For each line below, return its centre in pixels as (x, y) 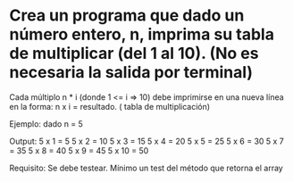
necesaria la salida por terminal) (131, 73)
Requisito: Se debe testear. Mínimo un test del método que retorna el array (146, 168)
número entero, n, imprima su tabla (142, 34)
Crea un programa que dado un (127, 16)
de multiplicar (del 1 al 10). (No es (134, 54)
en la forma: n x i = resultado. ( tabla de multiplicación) (110, 106)
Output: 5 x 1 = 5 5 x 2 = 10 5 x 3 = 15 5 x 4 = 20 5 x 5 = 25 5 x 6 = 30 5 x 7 (146, 141)
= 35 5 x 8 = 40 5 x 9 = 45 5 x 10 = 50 (79, 150)
